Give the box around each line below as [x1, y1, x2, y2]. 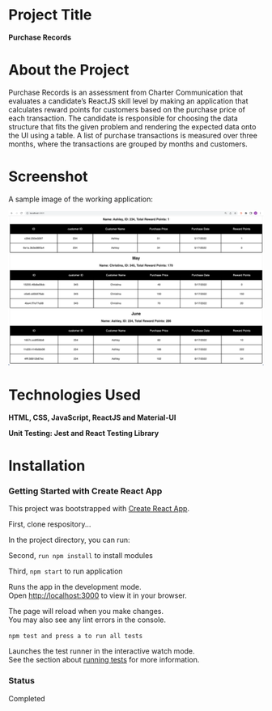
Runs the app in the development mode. [8, 582, 142, 592]
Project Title [8, 6, 92, 24]
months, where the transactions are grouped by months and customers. [8, 139, 249, 149]
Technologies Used [8, 386, 142, 404]
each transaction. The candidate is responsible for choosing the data [8, 113, 239, 123]
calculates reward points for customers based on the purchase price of [8, 104, 245, 114]
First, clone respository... [8, 519, 91, 529]
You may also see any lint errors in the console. [8, 615, 166, 624]
